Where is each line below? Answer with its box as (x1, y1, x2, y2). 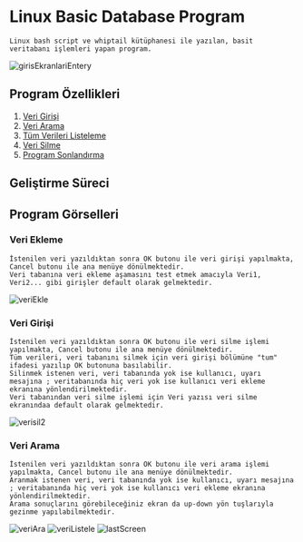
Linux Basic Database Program (9, 6, 246, 27)
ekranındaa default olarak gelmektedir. (9, 401, 165, 410)
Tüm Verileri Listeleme (22, 130, 107, 141)
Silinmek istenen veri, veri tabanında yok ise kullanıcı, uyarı (9, 370, 261, 379)
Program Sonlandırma (22, 149, 104, 160)
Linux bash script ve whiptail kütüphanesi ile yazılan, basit (9, 36, 254, 45)
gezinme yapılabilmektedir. (9, 508, 116, 517)
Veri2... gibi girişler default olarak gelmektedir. (9, 278, 213, 287)
